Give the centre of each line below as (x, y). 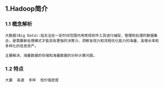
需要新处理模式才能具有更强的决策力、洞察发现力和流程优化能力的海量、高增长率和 (87, 41)
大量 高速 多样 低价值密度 (32, 80)
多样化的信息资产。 (22, 46)
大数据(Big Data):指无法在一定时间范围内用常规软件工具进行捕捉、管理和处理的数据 (80, 35)
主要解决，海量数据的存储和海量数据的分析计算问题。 (51, 56)
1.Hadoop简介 (27, 9)
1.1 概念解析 (19, 24)
